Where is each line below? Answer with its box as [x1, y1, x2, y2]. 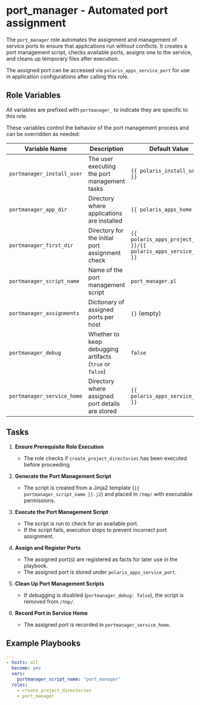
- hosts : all [6, 660, 39, 666]
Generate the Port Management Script [14, 472, 111, 479]
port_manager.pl [130, 278, 177, 284]
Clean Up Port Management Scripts [14, 580, 105, 587]
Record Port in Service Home [14, 609, 88, 617]
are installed [88, 216, 123, 224]
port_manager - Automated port [6, 4, 168, 17]
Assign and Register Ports [14, 544, 81, 551]
